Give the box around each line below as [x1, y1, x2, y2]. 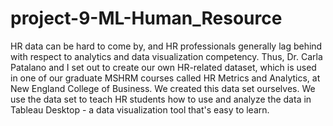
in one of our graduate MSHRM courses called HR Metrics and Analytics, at [10, 72, 321, 84]
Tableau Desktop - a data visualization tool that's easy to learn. [10, 103, 270, 116]
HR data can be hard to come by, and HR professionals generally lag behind [10, 40, 323, 52]
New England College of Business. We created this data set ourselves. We [10, 82, 316, 94]
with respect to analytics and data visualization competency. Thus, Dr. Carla [10, 50, 323, 62]
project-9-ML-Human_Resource [10, 7, 283, 30]
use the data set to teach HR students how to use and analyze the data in [10, 93, 312, 105]
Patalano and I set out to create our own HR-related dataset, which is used [10, 61, 317, 73]
